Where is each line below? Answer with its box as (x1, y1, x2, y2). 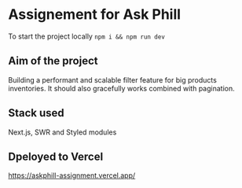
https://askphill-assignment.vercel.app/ (8, 171, 136, 180)
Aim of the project (8, 54, 98, 68)
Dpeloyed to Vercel (8, 149, 104, 163)
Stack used (8, 106, 64, 120)
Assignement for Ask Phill (8, 6, 181, 24)
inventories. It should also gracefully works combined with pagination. (8, 83, 235, 93)
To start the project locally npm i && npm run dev (8, 31, 165, 41)
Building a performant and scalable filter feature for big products (8, 75, 218, 84)
